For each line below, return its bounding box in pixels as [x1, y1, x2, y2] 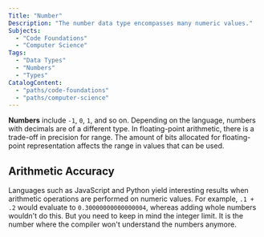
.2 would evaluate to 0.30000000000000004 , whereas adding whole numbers [8, 203, 257, 212]
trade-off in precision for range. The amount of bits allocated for [8, 133, 221, 143]
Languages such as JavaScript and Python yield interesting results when [8, 186, 249, 195]
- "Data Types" [15, 57, 67, 65]
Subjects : [8, 26, 42, 34]
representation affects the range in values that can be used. [26, 141, 225, 151]
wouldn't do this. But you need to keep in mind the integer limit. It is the [8, 211, 244, 221]
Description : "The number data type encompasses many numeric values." [8, 19, 253, 27]
